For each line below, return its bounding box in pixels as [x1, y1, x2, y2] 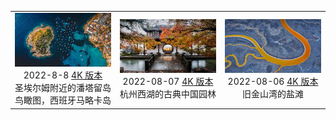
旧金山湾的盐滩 [242, 88, 304, 100]
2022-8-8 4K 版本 [23, 69, 103, 81]
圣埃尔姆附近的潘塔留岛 [14, 82, 112, 94]
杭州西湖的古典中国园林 [119, 88, 217, 100]
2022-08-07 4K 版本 [122, 76, 214, 88]
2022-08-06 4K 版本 [227, 76, 319, 88]
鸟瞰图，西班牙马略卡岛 [14, 94, 112, 106]
